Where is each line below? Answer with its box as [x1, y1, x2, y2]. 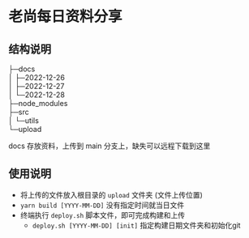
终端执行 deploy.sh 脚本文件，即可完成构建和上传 [19, 210, 186, 219]
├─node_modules [8, 99, 68, 108]
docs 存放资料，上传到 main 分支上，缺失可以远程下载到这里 [8, 141, 211, 151]
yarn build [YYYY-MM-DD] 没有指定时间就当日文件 [19, 200, 185, 210]
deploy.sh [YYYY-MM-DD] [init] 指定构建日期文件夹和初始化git [32, 220, 241, 230]
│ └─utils [8, 116, 39, 125]
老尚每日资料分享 [8, 7, 123, 26]
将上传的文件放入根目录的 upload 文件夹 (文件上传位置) [19, 189, 203, 199]
